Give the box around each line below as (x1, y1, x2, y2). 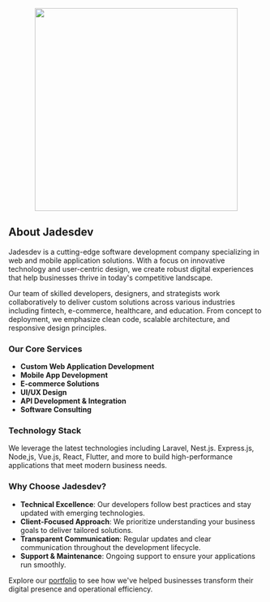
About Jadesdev (8, 226, 94, 239)
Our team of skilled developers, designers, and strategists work (8, 288, 221, 298)
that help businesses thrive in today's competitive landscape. (8, 273, 213, 282)
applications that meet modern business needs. (8, 461, 168, 471)
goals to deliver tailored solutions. (19, 525, 134, 535)
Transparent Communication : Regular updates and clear (19, 534, 212, 544)
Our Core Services (8, 343, 83, 355)
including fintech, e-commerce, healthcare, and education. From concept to (8, 305, 262, 316)
